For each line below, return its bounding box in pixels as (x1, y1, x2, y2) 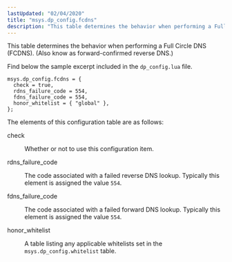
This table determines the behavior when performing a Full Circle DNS (7, 42, 207, 50)
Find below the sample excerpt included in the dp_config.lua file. (7, 63, 193, 71)
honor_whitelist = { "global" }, (13, 100, 110, 107)
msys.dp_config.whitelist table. (24, 247, 117, 255)
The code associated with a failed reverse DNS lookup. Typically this (24, 172, 220, 180)
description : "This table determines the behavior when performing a (7, 23, 212, 30)
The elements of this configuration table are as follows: (7, 118, 164, 126)
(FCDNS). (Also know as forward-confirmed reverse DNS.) (7, 49, 174, 57)
